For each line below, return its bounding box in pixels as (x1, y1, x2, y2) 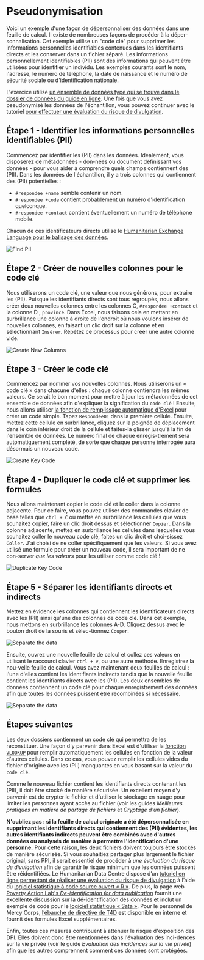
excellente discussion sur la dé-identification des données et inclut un (6, 896, 182, 903)
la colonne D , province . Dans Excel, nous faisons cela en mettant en (6, 308, 178, 316)
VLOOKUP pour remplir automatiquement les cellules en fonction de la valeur (6, 748, 193, 756)
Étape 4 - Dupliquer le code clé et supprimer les (6, 474, 191, 485)
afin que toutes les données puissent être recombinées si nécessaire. (6, 690, 181, 697)
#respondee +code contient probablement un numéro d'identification (15, 196, 185, 203)
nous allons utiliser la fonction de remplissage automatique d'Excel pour (6, 406, 187, 413)
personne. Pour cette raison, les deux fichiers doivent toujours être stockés (6, 844, 197, 851)
